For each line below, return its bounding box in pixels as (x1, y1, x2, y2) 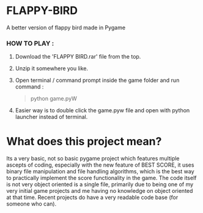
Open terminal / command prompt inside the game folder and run (15, 77, 180, 84)
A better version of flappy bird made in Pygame (6, 24, 126, 31)
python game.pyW (30, 95, 78, 103)
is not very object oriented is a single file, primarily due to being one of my (6, 181, 194, 188)
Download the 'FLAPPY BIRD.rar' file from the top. (15, 53, 141, 60)
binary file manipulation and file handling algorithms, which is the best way (6, 168, 194, 175)
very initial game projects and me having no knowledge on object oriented (6, 187, 193, 195)
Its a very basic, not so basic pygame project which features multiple (6, 155, 180, 162)
